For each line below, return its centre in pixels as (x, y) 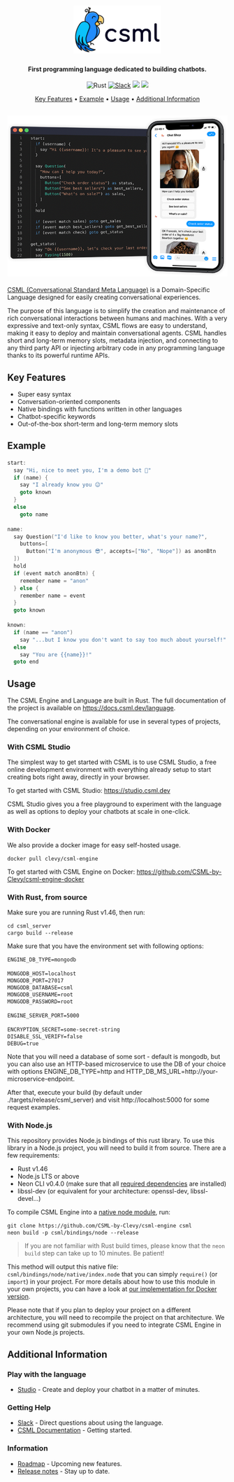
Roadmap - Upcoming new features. (70, 1463)
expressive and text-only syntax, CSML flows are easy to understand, (107, 326)
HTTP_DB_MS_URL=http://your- (172, 1071)
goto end (26, 662)
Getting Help (29, 1407)
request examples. (34, 1107)
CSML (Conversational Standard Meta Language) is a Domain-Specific (109, 290)
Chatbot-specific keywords (57, 416)
